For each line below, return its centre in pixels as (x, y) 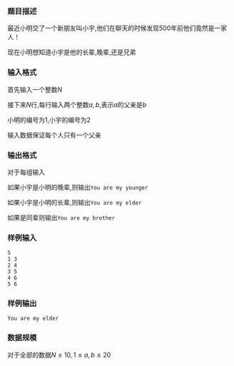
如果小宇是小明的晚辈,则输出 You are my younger (78, 187)
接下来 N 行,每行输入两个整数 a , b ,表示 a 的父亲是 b (77, 104)
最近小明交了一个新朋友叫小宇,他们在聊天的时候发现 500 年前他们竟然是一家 (117, 28)
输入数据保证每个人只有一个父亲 (54, 135)
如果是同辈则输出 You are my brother (61, 217)
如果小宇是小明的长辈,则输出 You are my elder (75, 202)
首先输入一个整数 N (35, 89)
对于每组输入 (26, 172)
